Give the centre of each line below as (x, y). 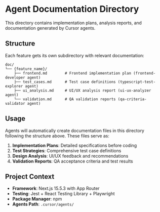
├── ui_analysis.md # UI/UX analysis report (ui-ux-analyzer (83, 90)
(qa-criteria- (132, 99)
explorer (14, 86)
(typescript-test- (137, 82)
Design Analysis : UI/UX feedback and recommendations (70, 156)
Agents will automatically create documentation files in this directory (75, 130)
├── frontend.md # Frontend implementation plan (73, 73)
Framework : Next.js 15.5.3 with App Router (56, 188)
